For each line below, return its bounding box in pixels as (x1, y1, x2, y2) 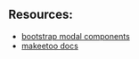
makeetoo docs (20, 40, 79, 51)
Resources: (8, 7, 73, 22)
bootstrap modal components (20, 30, 130, 41)
